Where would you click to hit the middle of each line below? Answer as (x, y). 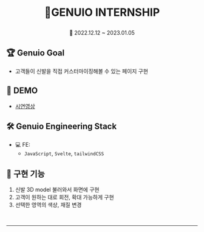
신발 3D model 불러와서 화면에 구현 (57, 190)
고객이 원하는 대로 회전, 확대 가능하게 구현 (64, 197)
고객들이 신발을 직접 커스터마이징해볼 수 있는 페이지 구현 (82, 71)
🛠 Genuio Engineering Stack (62, 126)
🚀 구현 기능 (26, 174)
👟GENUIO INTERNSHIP (102, 12)
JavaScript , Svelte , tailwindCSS (64, 153)
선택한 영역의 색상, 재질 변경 (48, 205)
